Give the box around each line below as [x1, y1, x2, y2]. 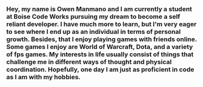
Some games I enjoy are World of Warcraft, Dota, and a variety [6, 42, 193, 51]
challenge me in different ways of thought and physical [6, 57, 172, 66]
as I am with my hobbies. [6, 72, 81, 81]
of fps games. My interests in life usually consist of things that [6, 50, 194, 59]
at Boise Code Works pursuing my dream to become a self [6, 12, 181, 21]
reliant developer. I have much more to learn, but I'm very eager [6, 20, 197, 28]
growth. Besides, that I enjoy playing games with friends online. [6, 35, 198, 43]
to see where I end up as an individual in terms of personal [6, 27, 181, 36]
